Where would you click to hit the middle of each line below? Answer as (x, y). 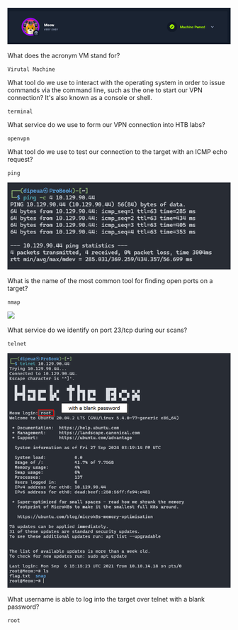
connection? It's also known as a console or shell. (80, 97)
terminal (20, 111)
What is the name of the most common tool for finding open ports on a (110, 281)
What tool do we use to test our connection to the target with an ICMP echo (118, 151)
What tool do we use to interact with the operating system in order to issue (116, 82)
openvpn (19, 138)
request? (20, 159)
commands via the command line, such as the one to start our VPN (105, 90)
